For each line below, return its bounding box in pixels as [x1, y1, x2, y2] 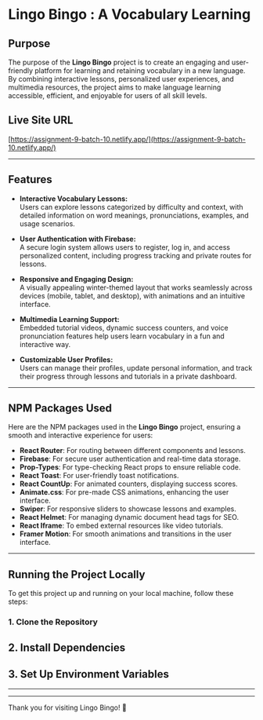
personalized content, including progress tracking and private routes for [19, 250, 252, 260]
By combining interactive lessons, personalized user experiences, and [8, 75, 235, 83]
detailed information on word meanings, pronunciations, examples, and [19, 210, 249, 220]
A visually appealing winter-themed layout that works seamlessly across [19, 283, 253, 292]
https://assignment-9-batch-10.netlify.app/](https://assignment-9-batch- [10, 134, 247, 144]
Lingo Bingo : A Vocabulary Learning [8, 5, 251, 24]
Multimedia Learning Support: [19, 314, 120, 323]
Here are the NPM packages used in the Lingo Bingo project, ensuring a [8, 422, 241, 432]
